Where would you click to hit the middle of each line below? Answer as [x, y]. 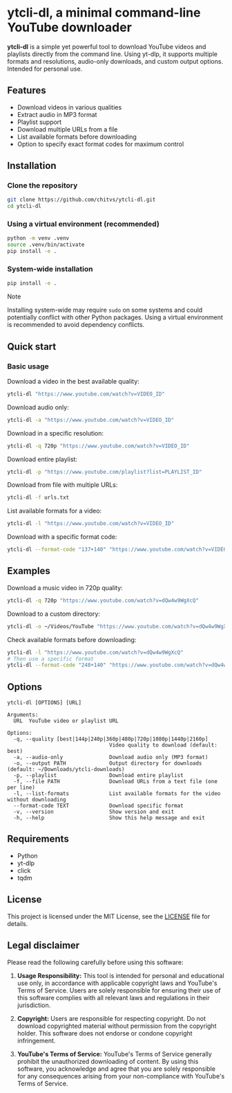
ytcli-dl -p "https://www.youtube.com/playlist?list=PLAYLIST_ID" [105, 472]
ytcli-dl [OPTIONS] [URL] [44, 703]
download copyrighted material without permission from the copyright [117, 1026]
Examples [29, 571]
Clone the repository [42, 186]
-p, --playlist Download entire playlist [99, 776]
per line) [21, 788]
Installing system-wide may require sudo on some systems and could [105, 310]
